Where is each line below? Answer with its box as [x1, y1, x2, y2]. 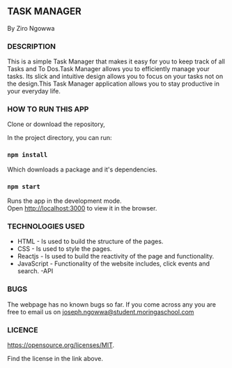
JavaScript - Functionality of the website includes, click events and [17, 259, 210, 268]
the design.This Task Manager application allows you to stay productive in [7, 79, 219, 88]
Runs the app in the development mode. [7, 197, 122, 205]
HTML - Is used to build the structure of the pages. [17, 237, 164, 246]
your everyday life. [7, 87, 61, 95]
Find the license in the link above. [7, 354, 103, 362]
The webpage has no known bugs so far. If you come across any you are [7, 300, 216, 309]
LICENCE [7, 325, 38, 335]
